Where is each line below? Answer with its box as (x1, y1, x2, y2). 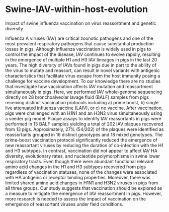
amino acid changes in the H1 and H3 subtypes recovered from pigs (5, 164, 146, 170)
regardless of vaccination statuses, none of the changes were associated (5, 169, 157, 175)
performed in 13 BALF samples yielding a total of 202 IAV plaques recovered (5, 121, 163, 127)
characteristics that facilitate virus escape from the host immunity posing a (5, 73, 160, 79)
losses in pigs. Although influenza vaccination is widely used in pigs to (5, 46, 151, 52)
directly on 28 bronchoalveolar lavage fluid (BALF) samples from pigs (5, 94, 149, 100)
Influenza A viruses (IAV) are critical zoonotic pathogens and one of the (5, 35, 153, 41)
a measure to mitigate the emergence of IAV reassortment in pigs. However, (5, 190, 162, 196)
